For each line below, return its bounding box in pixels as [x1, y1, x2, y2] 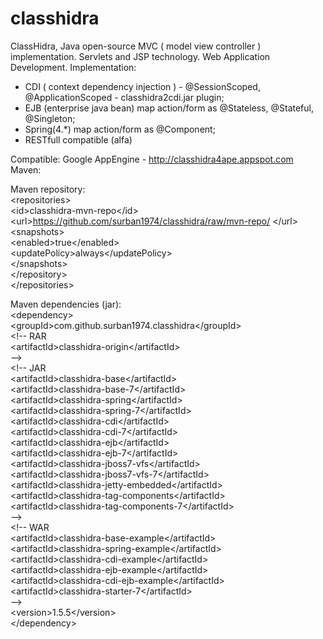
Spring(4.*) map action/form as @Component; [24, 123, 216, 135]
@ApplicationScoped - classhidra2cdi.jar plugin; [24, 91, 225, 103]
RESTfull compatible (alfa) [24, 133, 133, 146]
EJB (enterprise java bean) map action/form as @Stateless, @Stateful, [24, 102, 314, 114]
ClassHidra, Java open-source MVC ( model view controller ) [10, 40, 262, 52]
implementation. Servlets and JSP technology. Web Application [10, 50, 271, 62]
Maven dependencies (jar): [10, 298, 122, 310]
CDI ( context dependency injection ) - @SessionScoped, [24, 80, 261, 92]
